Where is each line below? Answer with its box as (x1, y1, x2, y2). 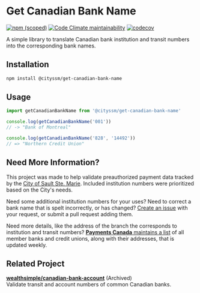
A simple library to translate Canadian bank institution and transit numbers (6, 35, 190, 43)
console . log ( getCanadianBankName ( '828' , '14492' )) (6, 135, 136, 142)
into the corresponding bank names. (6, 42, 96, 49)
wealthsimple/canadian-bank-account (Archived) (6, 274, 132, 282)
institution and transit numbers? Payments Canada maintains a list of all (6, 228, 184, 235)
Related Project (6, 259, 65, 269)
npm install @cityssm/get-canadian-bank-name (6, 75, 122, 82)
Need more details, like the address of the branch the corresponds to (6, 222, 177, 229)
